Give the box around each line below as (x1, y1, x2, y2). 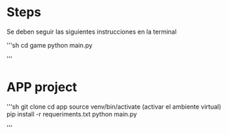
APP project (6, 79, 78, 95)
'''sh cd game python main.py (6, 41, 93, 49)
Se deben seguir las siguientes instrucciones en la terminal (6, 27, 177, 36)
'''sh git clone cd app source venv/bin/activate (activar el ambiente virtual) (6, 102, 222, 111)
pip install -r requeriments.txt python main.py (6, 109, 138, 118)
